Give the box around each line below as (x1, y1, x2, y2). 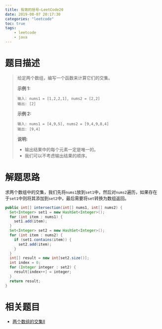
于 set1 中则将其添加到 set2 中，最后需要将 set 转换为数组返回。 (5, 195, 129, 201)
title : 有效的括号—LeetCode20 (5, 7, 64, 12)
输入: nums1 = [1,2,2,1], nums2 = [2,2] (17, 96, 100, 101)
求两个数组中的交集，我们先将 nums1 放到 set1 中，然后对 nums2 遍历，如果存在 (5, 189, 158, 195)
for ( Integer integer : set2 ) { (9, 265, 77, 270)
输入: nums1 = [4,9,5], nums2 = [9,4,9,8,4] (17, 122, 109, 126)
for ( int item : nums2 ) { (9, 233, 63, 238)
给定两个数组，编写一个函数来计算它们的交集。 (17, 75, 113, 81)
